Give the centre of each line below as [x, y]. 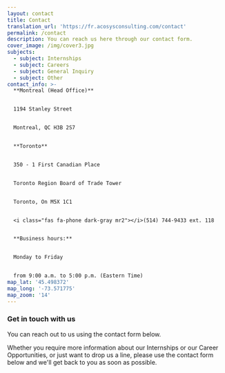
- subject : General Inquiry [54, 71]
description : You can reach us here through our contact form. [100, 39]
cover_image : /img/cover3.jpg [51, 46]
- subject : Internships [47, 59]
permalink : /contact [37, 33]
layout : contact [30, 13]
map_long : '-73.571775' [41, 288]
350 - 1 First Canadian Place [57, 164]
